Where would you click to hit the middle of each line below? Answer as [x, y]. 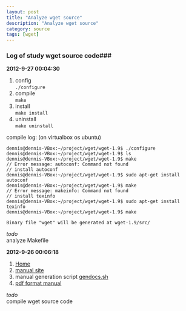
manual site [29, 270]
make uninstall [34, 126]
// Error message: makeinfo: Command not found [68, 191]
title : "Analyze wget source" [45, 18]
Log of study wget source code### [59, 56]
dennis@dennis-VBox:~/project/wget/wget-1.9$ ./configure [81, 149]
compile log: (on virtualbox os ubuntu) [54, 138]
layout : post [23, 12]
